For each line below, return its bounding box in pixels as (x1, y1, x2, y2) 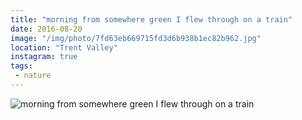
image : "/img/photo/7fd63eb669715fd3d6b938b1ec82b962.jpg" (10, 33, 262, 43)
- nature (14, 71, 52, 81)
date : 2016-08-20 (10, 24, 83, 34)
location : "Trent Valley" (10, 42, 118, 53)
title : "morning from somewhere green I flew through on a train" (10, 14, 293, 25)
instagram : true (10, 52, 78, 62)
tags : (10, 61, 33, 71)
